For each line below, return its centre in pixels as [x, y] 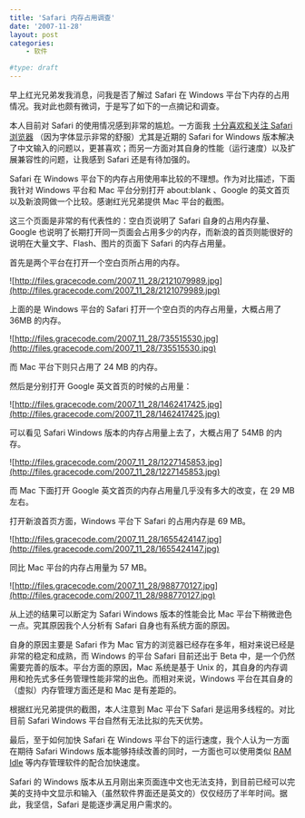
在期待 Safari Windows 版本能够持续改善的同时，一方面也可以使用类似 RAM [151, 751]
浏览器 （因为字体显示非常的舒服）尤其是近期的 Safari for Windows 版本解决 [152, 136]
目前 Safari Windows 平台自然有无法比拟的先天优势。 [109, 721]
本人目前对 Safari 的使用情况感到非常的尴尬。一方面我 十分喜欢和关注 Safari [151, 125]
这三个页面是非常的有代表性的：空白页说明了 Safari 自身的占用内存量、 [142, 220]
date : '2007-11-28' [46, 26]
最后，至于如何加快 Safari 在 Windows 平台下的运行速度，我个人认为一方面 [150, 740]
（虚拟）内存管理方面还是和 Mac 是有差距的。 [95, 690]
